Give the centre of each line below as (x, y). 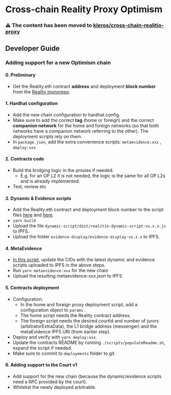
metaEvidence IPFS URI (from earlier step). (65, 331)
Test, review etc (29, 187)
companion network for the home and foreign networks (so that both (86, 126)
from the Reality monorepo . (41, 92)
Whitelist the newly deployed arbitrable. (54, 387)
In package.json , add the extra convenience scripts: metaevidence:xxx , (87, 142)
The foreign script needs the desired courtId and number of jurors (90, 320)
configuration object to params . (53, 310)
